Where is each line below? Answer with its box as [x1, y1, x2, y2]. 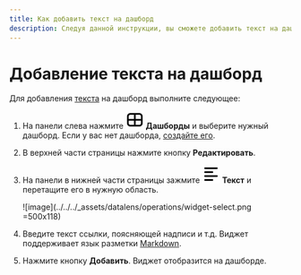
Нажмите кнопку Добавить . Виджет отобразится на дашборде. [21, 255, 267, 266]
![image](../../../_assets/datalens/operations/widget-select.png [21, 202, 253, 212]
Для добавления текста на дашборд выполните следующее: [9, 93, 241, 104]
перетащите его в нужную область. [21, 185, 159, 195]
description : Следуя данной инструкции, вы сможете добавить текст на [9, 23, 279, 33]
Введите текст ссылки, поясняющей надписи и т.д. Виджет [21, 228, 249, 239]
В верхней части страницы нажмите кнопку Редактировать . [21, 148, 256, 159]
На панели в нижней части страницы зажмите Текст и [21, 175, 252, 185]
